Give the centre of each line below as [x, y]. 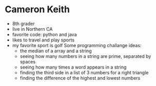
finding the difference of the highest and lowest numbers [80, 78]
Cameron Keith [37, 9]
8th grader [23, 24]
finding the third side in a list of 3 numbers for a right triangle [84, 72]
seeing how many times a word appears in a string [73, 67]
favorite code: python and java [45, 34]
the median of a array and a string [56, 51]
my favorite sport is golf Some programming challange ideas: [77, 45]
